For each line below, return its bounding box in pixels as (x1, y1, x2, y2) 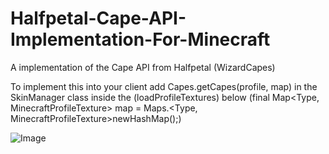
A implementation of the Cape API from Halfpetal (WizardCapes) (10, 61, 276, 73)
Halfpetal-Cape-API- (10, 7, 187, 30)
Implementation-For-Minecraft (10, 28, 271, 51)
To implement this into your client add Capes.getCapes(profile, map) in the (10, 80, 318, 92)
